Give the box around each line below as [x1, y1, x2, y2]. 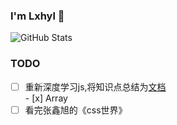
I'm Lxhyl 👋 [10, 9, 65, 23]
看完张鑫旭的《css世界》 [24, 104, 128, 116]
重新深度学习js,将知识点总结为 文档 [24, 80, 167, 93]
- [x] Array [24, 92, 68, 104]
